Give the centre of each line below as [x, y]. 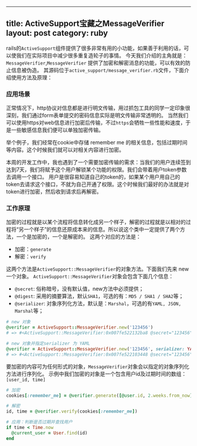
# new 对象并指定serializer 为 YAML [48, 344]
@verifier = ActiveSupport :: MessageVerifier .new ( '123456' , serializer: [95, 349]
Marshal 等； [29, 311]
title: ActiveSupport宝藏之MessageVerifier [85, 24]
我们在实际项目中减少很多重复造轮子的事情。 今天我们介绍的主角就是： [102, 55]
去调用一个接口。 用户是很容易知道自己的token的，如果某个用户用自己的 [93, 177]
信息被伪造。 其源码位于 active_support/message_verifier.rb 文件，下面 [98, 70]
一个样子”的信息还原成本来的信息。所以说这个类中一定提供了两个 [102, 229]
